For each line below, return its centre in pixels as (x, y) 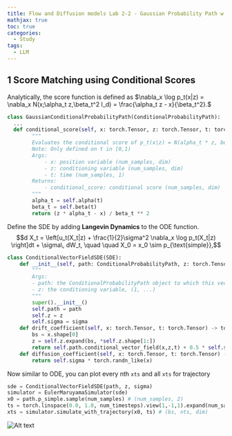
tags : (15, 46)
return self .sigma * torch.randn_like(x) (93, 361)
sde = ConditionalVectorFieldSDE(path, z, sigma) (80, 386)
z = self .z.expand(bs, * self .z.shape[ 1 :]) (94, 341)
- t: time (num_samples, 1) (85, 175)
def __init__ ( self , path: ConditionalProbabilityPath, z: (105, 264)
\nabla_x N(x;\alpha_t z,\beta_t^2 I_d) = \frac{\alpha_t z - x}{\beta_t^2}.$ (109, 104)
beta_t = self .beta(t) (65, 207)
